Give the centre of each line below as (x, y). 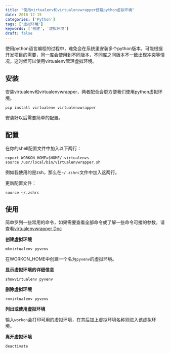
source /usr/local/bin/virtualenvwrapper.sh (53, 162)
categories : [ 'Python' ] (30, 19)
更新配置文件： (21, 183)
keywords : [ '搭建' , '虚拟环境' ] (37, 29)
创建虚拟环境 (18, 239)
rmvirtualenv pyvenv (27, 299)
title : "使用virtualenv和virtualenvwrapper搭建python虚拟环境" (70, 10)
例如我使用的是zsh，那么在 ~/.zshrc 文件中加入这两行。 (62, 172)
